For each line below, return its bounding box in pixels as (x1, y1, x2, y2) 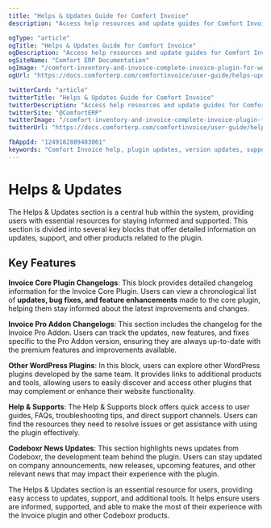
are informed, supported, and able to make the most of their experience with (8, 501, 262, 511)
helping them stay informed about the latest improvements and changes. (8, 304, 250, 313)
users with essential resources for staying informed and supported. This (8, 216, 248, 225)
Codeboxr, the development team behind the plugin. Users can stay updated (8, 451, 262, 461)
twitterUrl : (8, 124, 48, 132)
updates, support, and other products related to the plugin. (8, 233, 204, 242)
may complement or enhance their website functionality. (8, 386, 196, 396)
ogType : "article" (8, 34, 70, 42)
